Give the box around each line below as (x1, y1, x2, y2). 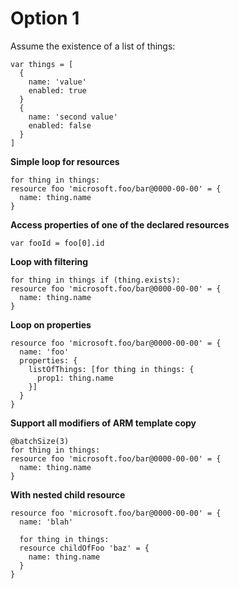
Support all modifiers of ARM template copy (10, 417, 197, 429)
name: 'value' (28, 77, 87, 87)
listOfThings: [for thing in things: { (28, 364, 195, 374)
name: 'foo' (19, 347, 70, 357)
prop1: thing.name (36, 373, 114, 383)
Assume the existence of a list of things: (10, 40, 176, 52)
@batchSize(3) (10, 436, 70, 446)
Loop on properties (10, 318, 92, 331)
